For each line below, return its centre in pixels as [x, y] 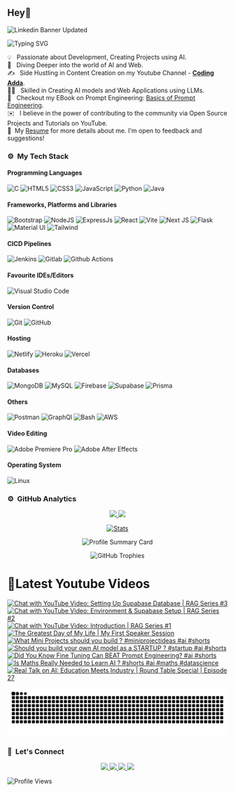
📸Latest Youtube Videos [79, 584]
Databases [23, 370]
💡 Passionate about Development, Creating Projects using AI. [97, 57]
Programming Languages [45, 173]
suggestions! [26, 138]
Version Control [31, 307]
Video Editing [27, 433]
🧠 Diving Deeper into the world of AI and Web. [75, 64]
